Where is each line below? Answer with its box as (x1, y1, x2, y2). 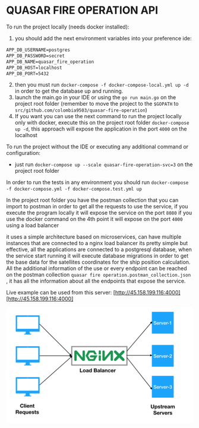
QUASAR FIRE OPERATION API (6, 4, 159, 17)
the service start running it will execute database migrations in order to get (6, 252, 189, 259)
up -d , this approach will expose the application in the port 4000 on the (14, 125, 187, 132)
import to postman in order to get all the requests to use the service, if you (6, 202, 188, 210)
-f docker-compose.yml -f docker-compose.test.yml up (6, 186, 143, 192)
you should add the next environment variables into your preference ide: (14, 34, 192, 42)
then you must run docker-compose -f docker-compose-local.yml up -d (14, 81, 189, 88)
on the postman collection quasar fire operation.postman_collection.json (6, 271, 191, 278)
